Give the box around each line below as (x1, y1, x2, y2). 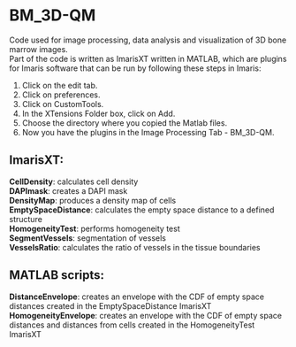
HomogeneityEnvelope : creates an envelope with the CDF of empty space (9, 310, 283, 320)
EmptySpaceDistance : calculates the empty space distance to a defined (9, 204, 275, 215)
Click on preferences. (21, 89, 101, 100)
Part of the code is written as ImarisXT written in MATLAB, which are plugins (9, 53, 287, 64)
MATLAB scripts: (9, 267, 104, 283)
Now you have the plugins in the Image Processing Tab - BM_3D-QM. (21, 127, 276, 137)
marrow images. (9, 43, 68, 54)
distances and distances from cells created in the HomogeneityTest (9, 320, 255, 330)
